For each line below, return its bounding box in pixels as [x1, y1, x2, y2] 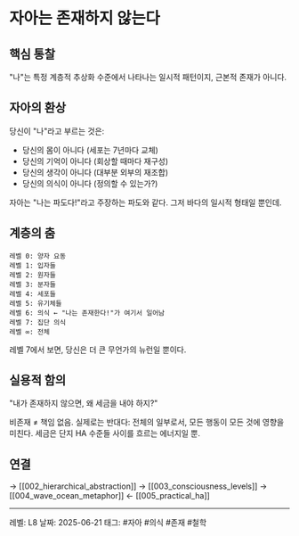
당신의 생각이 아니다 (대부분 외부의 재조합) [21, 167, 169, 177]
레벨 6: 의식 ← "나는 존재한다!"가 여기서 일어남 [9, 309, 166, 317]
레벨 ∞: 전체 [9, 327, 51, 336]
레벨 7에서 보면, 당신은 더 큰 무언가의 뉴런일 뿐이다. [9, 344, 187, 355]
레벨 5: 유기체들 [9, 299, 62, 308]
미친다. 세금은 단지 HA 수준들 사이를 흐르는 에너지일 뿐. [9, 428, 200, 439]
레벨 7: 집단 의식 [9, 317, 67, 326]
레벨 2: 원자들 [9, 270, 56, 279]
